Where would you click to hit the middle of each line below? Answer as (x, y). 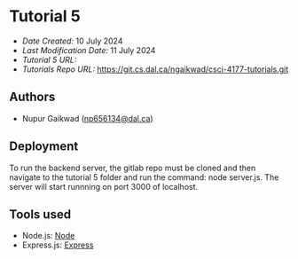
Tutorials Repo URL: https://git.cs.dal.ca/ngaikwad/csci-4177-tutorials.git (155, 69)
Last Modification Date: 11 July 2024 (89, 50)
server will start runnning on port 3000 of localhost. (104, 186)
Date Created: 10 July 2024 (72, 41)
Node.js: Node (48, 236)
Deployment (44, 147)
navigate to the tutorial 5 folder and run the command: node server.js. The (144, 177)
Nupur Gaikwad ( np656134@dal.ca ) (87, 118)
